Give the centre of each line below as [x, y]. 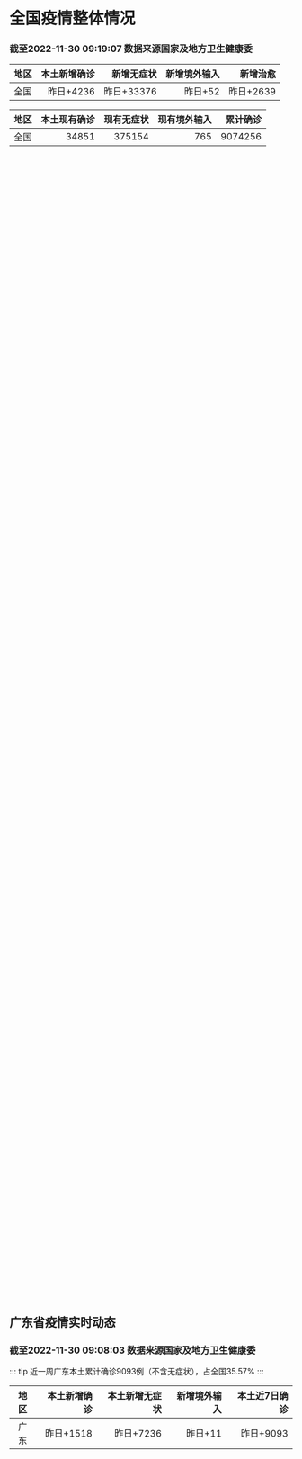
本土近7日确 [262, 1396]
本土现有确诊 [68, 120]
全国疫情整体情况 [73, 18]
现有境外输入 [185, 120]
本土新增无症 [134, 1396]
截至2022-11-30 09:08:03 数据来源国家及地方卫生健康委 [133, 1350]
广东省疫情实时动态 [62, 1322]
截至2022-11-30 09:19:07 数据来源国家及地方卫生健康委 [131, 49]
